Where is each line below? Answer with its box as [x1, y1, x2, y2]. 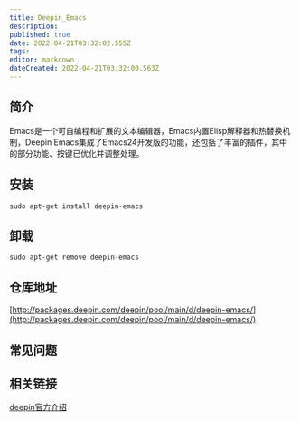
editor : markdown [9, 55, 75, 64]
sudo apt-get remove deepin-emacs [9, 253, 140, 263]
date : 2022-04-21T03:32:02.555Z [9, 38, 131, 48]
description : [9, 22, 59, 31]
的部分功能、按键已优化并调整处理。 [9, 148, 145, 158]
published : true [9, 30, 70, 39]
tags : [9, 47, 30, 56]
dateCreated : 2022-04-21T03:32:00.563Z [9, 64, 160, 73]
